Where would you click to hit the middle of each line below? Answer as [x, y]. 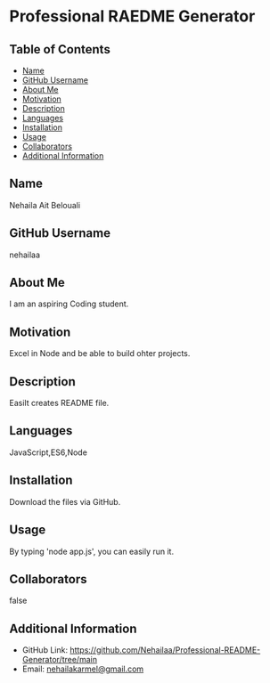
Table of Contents [60, 49]
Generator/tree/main [60, 660]
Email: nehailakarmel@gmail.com [83, 669]
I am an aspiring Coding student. [69, 304]
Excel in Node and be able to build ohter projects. [100, 354]
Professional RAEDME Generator [132, 16]
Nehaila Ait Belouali [45, 205]
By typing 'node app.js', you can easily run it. [92, 551]
